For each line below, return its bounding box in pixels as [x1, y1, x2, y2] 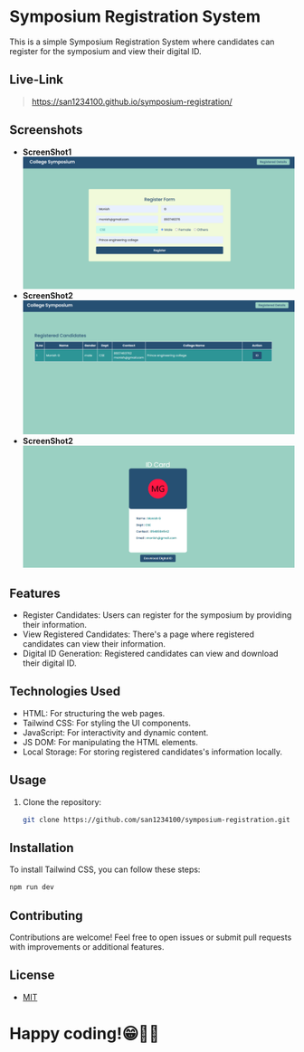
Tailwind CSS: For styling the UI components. [22, 717, 192, 728]
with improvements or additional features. [9, 942, 165, 952]
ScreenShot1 [22, 147, 72, 157]
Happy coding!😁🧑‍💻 [9, 1024, 160, 1044]
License [9, 968, 55, 983]
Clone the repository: [22, 796, 102, 807]
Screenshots [9, 122, 83, 137]
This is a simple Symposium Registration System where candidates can [9, 36, 275, 47]
